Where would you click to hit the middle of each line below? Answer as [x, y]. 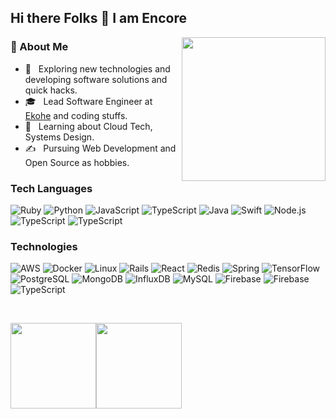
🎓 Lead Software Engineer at [88, 101]
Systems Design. [59, 137]
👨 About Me [39, 47]
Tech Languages [51, 188]
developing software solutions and [96, 79]
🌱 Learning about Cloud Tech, [88, 126]
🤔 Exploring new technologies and [97, 68]
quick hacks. [51, 90]
